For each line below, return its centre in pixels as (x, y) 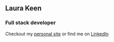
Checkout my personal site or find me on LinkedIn (57, 34)
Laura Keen (23, 8)
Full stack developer (31, 23)
